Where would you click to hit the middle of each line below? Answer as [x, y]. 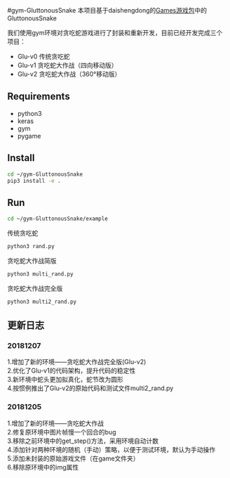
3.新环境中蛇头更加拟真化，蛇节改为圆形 [66, 380]
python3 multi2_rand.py [42, 302]
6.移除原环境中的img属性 [43, 467]
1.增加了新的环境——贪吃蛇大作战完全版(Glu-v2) [77, 362]
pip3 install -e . [34, 181]
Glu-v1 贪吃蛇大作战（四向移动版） [67, 65]
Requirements [39, 97]
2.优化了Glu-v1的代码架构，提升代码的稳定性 [72, 370]
